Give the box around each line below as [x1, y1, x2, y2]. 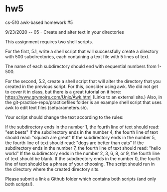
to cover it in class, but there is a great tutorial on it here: [5, 89, 121, 95]
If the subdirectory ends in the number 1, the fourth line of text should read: [5, 124, 160, 130]
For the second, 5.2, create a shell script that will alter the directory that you [5, 78, 161, 84]
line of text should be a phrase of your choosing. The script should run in [5, 161, 155, 167]
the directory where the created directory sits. [5, 166, 100, 172]
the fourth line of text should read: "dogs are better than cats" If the [5, 140, 144, 146]
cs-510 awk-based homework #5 [5, 19, 73, 25]
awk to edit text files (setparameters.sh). [5, 104, 89, 110]
